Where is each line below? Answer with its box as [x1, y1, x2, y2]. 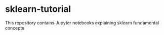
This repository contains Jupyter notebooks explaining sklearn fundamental [5, 20, 159, 26]
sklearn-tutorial [5, 3, 71, 15]
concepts [5, 25, 25, 31]
